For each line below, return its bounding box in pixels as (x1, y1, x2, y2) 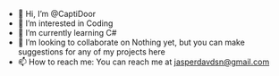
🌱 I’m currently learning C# (17, 28, 117, 38)
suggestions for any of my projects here (17, 46, 165, 57)
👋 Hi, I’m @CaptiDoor (17, 9, 97, 19)
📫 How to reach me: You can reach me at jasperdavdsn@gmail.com (17, 56, 270, 67)
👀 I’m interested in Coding (17, 18, 114, 29)
